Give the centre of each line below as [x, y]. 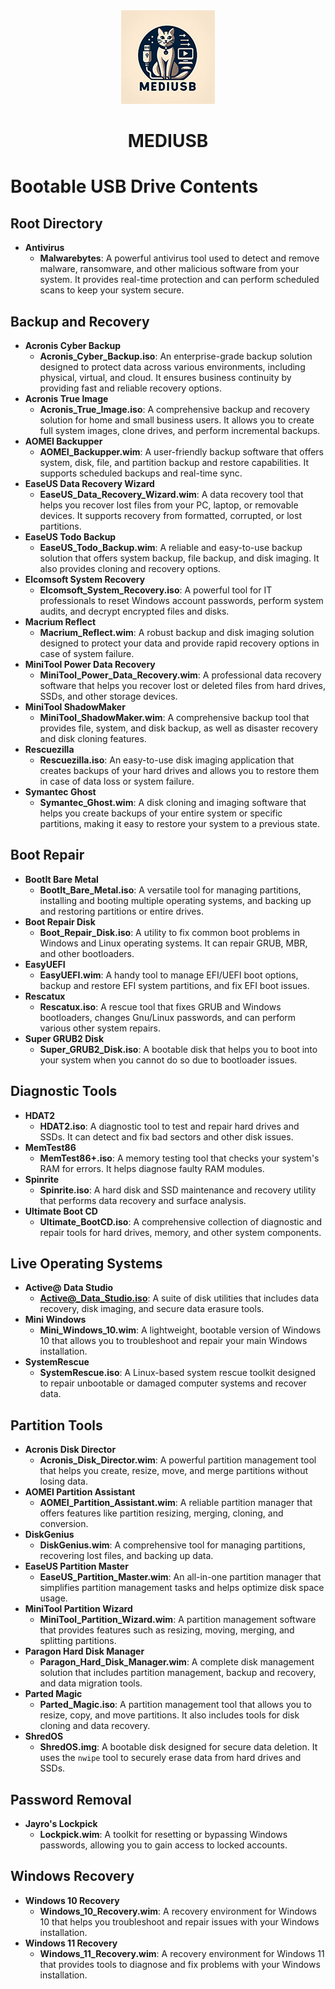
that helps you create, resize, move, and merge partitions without [174, 1471]
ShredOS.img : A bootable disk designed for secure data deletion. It [178, 1747]
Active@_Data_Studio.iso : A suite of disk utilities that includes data [179, 1298]
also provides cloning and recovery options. [130, 568]
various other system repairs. [100, 1028]
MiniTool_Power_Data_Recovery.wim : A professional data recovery [180, 675]
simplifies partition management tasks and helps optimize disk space [182, 1588]
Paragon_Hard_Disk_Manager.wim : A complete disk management [177, 1662]
